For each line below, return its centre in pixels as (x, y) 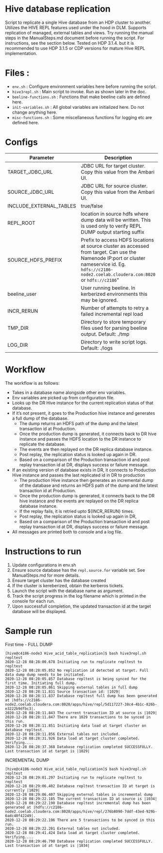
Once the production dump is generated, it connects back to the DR (87, 495)
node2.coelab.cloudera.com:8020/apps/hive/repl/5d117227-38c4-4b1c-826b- (81, 704)
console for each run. (33, 601)
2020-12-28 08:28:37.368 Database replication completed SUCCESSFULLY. (79, 747)
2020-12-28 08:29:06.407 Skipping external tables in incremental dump (79, 794)
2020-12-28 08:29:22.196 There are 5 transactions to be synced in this (80, 820)
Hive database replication (58, 9)
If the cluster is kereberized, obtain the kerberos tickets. (68, 585)
